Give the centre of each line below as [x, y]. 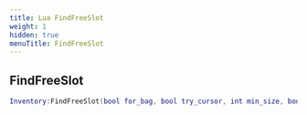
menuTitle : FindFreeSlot [57, 43]
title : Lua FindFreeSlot [57, 18]
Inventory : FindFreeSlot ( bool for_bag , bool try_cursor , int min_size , [147, 101]
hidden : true [34, 35]
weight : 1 [28, 26]
